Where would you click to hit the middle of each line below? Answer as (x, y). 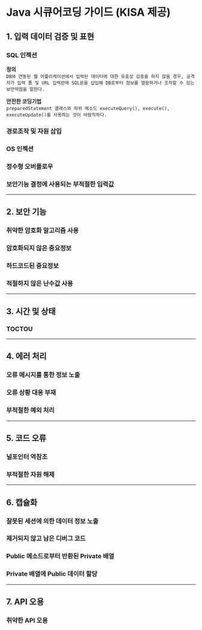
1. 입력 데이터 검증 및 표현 (50, 36)
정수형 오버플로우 (30, 166)
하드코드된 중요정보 (32, 266)
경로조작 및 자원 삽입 (34, 131)
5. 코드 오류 (26, 438)
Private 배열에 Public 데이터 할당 (52, 574)
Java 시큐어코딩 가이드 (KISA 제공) (88, 12)
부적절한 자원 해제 (31, 474)
